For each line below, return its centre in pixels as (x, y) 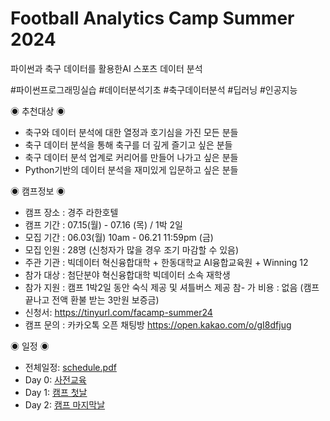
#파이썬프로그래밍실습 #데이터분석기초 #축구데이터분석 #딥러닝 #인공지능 (154, 89)
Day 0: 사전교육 (55, 379)
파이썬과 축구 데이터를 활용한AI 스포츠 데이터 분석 (106, 68)
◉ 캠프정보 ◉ (38, 191)
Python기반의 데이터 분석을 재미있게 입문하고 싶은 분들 (131, 169)
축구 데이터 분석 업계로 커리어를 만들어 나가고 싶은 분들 (131, 157)
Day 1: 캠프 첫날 (56, 392)
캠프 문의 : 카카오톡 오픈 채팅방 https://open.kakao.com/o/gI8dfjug (158, 324)
